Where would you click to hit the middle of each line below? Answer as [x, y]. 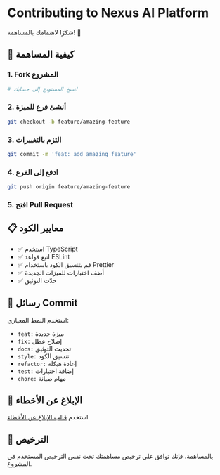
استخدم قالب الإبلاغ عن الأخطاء [48, 417]
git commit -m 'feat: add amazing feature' [72, 154]
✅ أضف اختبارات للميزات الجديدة [60, 273]
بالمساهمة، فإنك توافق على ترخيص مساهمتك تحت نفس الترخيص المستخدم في [110, 456]
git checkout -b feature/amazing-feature [69, 122]
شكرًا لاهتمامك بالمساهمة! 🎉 [44, 32]
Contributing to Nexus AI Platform [108, 13]
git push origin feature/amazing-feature [69, 187]
